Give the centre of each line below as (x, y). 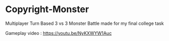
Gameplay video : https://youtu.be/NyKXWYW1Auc (59, 33)
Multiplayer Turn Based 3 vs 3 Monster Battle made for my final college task (84, 23)
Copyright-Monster (47, 9)
